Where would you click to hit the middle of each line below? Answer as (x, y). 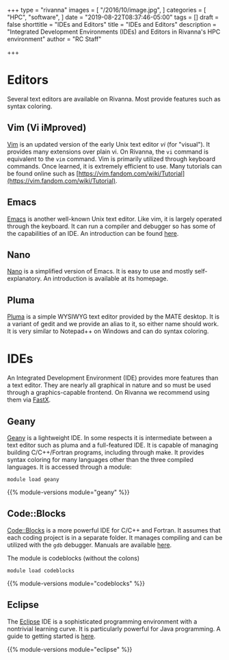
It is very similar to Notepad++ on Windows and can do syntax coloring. (108, 331)
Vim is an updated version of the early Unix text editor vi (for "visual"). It (109, 144)
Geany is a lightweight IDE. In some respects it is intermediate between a (110, 437)
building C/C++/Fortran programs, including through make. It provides (106, 452)
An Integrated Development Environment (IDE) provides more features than (113, 378)
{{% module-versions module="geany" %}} (68, 492)
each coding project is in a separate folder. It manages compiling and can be (115, 537)
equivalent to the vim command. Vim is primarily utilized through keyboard (111, 159)
